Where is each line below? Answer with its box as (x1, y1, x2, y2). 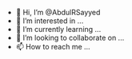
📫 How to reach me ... (15, 42, 90, 51)
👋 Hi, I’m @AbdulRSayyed (15, 8, 101, 17)
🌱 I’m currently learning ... (15, 25, 102, 33)
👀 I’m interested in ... (15, 16, 84, 26)
